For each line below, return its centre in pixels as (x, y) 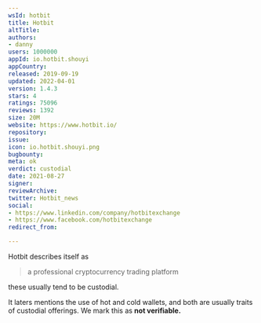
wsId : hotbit (29, 15)
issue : (19, 139)
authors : (22, 37)
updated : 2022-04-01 (42, 81)
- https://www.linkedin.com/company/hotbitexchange (94, 213)
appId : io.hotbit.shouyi (49, 60)
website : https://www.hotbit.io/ (63, 125)
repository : (27, 132)
